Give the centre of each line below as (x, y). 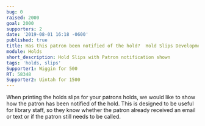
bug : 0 (15, 12)
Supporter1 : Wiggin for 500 (42, 68)
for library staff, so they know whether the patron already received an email (101, 110)
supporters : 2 (24, 29)
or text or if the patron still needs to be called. (63, 117)
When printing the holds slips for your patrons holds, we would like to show (101, 97)
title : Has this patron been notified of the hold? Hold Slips (90, 46)
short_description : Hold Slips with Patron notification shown (88, 57)
